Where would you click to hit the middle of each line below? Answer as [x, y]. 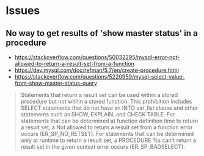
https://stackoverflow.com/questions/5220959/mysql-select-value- [100, 76]
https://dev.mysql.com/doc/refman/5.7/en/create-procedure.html [97, 70]
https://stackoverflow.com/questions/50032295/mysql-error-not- [97, 57]
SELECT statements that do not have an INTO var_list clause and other [109, 108]
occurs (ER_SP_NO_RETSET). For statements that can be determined [107, 134]
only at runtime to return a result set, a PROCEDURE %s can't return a [108, 140]
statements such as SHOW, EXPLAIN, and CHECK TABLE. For [98, 114]
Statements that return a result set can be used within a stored [99, 95]
